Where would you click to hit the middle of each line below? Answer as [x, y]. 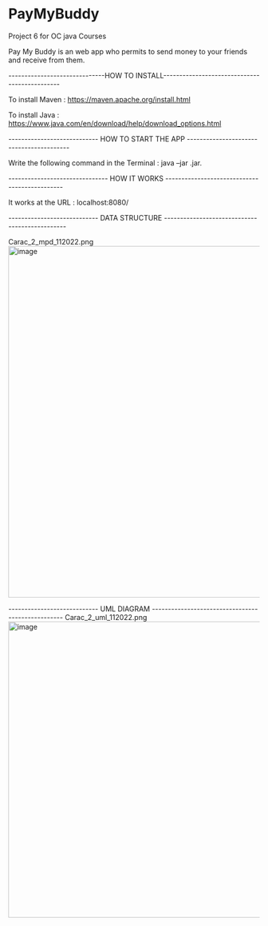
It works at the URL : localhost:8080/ [69, 202]
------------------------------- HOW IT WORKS [86, 178]
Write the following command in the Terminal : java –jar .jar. [105, 163]
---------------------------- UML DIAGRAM [79, 609]
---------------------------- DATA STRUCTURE [85, 217]
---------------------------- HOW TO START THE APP [97, 139]
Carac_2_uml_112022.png [106, 617]
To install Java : [34, 115]
